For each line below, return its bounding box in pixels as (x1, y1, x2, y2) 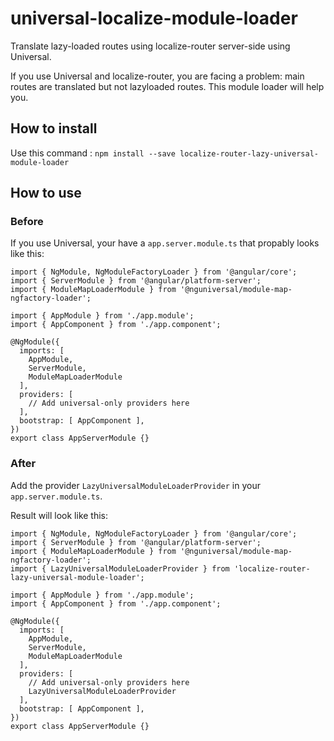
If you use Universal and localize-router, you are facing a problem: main (10, 70, 305, 82)
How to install (10, 120, 98, 137)
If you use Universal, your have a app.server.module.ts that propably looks (10, 237, 320, 249)
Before (10, 215, 44, 229)
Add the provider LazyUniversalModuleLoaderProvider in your (10, 479, 261, 491)
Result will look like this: (10, 509, 109, 521)
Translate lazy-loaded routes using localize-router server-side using (10, 40, 291, 52)
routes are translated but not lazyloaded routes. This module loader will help (10, 80, 325, 92)
